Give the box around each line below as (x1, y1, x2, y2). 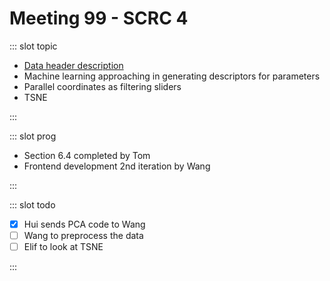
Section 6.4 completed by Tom (23, 149, 151, 161)
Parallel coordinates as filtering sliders (23, 80, 182, 92)
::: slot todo (9, 198, 56, 211)
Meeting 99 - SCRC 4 (9, 7, 189, 30)
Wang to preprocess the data (23, 230, 144, 241)
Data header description (23, 59, 124, 71)
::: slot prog (9, 130, 57, 142)
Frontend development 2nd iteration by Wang (23, 160, 211, 172)
